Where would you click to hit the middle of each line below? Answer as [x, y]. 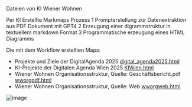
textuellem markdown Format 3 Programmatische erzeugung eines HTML [95, 32]
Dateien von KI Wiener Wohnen [44, 9]
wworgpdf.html [33, 80]
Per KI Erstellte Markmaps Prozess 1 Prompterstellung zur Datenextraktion [96, 20]
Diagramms [20, 39]
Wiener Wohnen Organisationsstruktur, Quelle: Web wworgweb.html [97, 86]
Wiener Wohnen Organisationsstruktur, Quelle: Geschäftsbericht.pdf [98, 74]
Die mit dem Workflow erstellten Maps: [53, 50]
